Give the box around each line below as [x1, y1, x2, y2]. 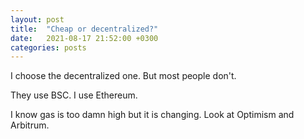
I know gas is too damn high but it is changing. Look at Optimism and [10, 109, 295, 121]
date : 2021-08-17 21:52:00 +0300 [10, 33, 159, 43]
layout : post [10, 14, 65, 25]
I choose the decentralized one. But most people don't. [10, 70, 237, 82]
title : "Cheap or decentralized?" [10, 24, 159, 34]
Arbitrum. [10, 119, 50, 131]
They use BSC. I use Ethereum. [10, 89, 138, 101]
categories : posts [10, 42, 87, 53]
